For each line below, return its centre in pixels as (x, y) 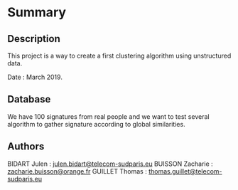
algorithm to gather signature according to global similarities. (97, 124)
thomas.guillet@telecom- (185, 171)
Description (34, 39)
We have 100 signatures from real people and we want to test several (108, 116)
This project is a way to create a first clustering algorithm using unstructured (119, 56)
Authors (26, 147)
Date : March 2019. (35, 77)
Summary (37, 12)
